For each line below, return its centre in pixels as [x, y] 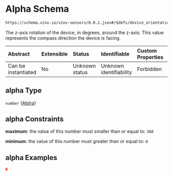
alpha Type [24, 91]
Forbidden [150, 69]
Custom [147, 50]
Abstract [19, 54]
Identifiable [115, 54]
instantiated [22, 72]
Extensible [54, 54]
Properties [150, 57]
